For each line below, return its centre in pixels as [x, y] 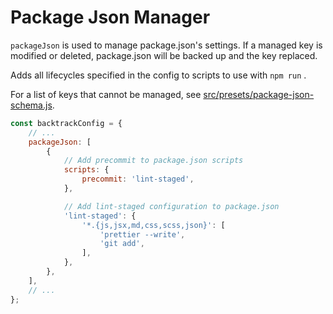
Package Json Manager [110, 17]
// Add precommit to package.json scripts [153, 161]
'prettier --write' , [142, 234]
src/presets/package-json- [259, 94]
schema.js [31, 105]
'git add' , [122, 244]
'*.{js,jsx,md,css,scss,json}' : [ [153, 225]
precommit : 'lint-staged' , [138, 179]
